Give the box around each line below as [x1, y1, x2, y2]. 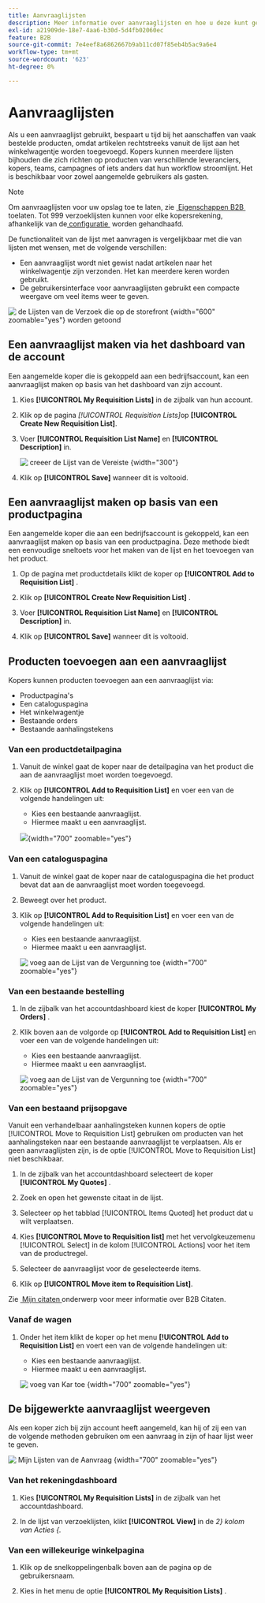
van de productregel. [19, 1249, 88, 1258]
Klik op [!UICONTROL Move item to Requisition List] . [19, 1279, 193, 1289]
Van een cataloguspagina [8, 853, 108, 864]
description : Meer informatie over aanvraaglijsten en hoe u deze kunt [8, 19, 248, 27]
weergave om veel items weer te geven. [19, 291, 150, 300]
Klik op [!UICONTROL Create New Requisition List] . [19, 593, 191, 602]
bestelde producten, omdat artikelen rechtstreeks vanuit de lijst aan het [8, 138, 240, 147]
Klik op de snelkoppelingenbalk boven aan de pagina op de [19, 1563, 212, 1572]
